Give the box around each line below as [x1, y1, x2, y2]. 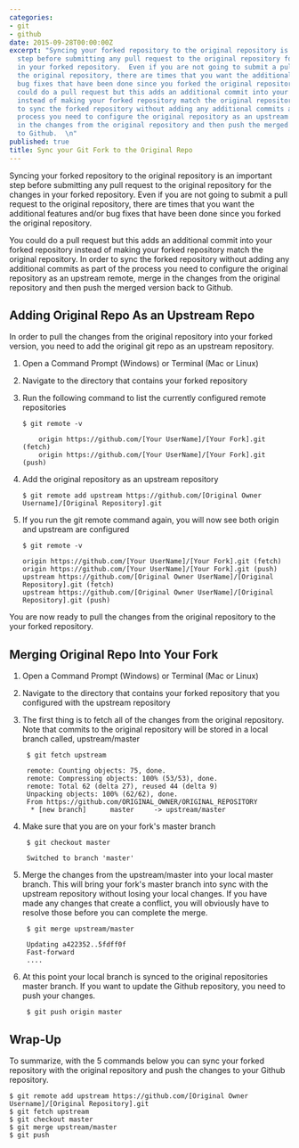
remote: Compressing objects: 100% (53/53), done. [26, 775, 218, 783]
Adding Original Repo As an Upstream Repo [9, 308, 255, 324]
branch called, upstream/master [21, 734, 141, 744]
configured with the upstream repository [21, 697, 171, 709]
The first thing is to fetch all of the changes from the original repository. [21, 715, 285, 726]
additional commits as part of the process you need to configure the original [9, 263, 288, 274]
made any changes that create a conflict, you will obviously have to [21, 898, 270, 909]
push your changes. [21, 990, 96, 1001]
